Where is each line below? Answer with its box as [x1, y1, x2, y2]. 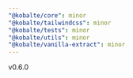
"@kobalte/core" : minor [8, 11, 87, 20]
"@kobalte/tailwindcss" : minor [8, 19, 112, 27]
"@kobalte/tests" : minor [8, 26, 90, 34]
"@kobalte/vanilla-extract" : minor [8, 41, 126, 49]
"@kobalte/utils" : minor [8, 33, 90, 42]
